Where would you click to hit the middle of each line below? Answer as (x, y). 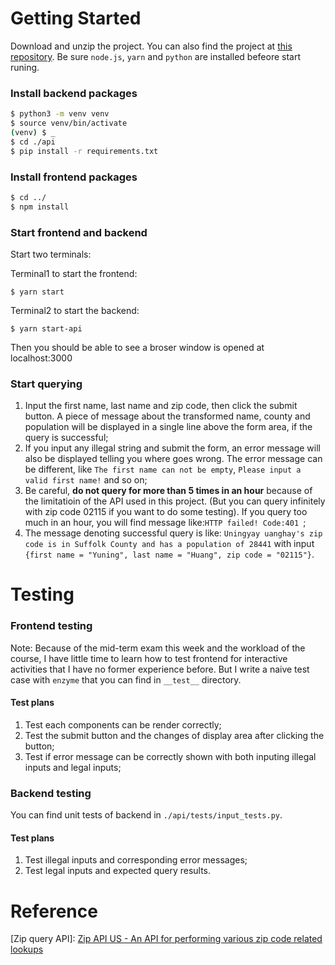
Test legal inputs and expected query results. (118, 871)
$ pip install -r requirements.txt (84, 151)
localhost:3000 (41, 358)
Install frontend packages (74, 177)
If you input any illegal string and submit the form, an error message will (172, 448)
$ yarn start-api (46, 328)
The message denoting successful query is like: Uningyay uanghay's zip (173, 533)
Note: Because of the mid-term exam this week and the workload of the (158, 648)
